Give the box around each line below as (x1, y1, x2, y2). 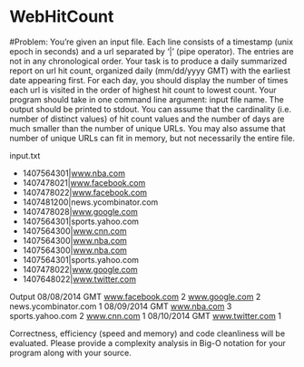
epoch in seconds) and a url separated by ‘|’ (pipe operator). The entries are (9, 45, 295, 56)
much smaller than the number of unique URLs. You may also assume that (9, 122, 286, 133)
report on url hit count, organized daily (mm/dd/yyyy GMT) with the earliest (9, 65, 290, 76)
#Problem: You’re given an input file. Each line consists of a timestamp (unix (9, 36, 293, 47)
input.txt (9, 150, 41, 160)
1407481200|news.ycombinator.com (22, 197, 159, 208)
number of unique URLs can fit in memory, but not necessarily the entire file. (9, 132, 296, 143)
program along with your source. (9, 347, 132, 358)
